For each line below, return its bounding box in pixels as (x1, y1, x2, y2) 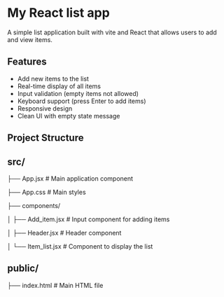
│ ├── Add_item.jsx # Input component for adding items (7, 215, 170, 223)
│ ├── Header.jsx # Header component (7, 228, 122, 237)
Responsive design (17, 104, 73, 113)
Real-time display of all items (17, 82, 101, 90)
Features (7, 56, 47, 68)
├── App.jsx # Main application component (7, 174, 134, 183)
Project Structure (7, 132, 84, 144)
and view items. (7, 35, 52, 43)
